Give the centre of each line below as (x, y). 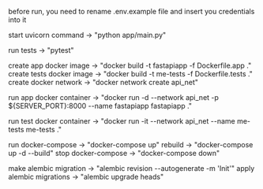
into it (17, 20)
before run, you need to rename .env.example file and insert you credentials (131, 11)
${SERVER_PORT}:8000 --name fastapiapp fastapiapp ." (100, 106)
